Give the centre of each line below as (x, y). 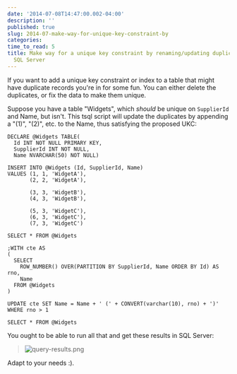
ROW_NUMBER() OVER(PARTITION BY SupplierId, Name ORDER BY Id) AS (120, 267)
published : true (31, 27)
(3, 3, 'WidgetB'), (58, 192)
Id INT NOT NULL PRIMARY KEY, (58, 143)
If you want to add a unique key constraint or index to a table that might (111, 80)
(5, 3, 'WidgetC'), (58, 211)
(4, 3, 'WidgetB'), (58, 199)
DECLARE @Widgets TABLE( (44, 136)
